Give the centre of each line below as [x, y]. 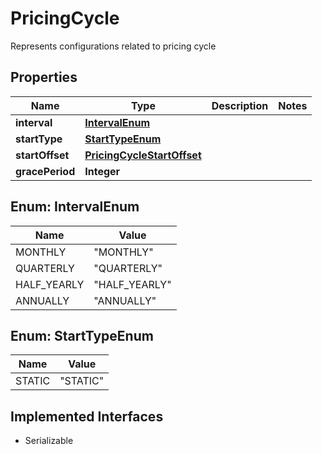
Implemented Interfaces [87, 416]
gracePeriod [45, 171]
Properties [44, 77]
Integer [102, 171]
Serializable [49, 441]
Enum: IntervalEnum [75, 207]
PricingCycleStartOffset [143, 155]
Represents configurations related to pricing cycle [113, 46]
